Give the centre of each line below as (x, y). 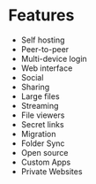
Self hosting (43, 40)
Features (41, 15)
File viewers (43, 115)
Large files (40, 96)
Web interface (47, 68)
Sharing (35, 87)
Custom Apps (46, 162)
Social (32, 77)
